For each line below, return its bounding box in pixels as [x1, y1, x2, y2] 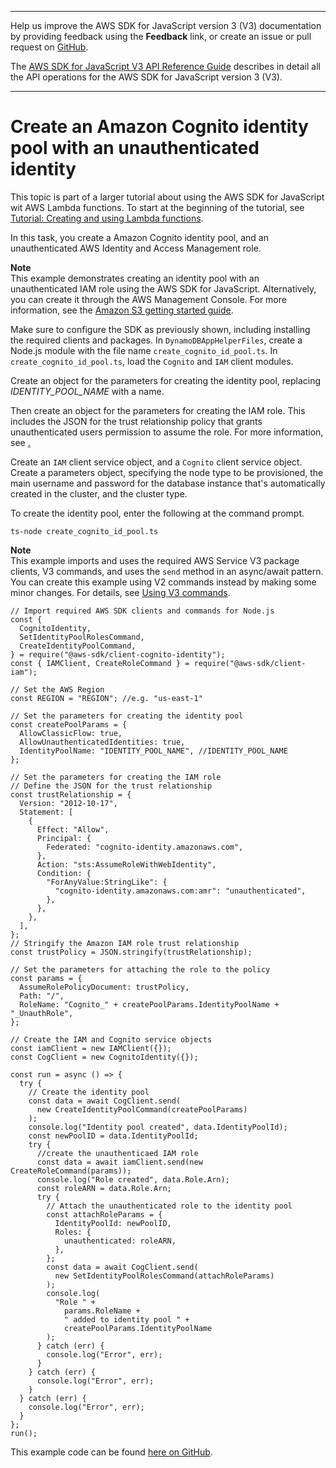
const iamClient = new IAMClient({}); [10, 1043, 172, 1053]
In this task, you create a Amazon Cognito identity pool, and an [10, 231, 269, 243]
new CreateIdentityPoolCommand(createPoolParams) [36, 1104, 248, 1115]
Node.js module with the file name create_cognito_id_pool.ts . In [10, 344, 278, 356]
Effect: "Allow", [36, 824, 110, 835]
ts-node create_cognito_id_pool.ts [10, 526, 159, 536]
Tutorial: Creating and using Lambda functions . [10, 212, 204, 224]
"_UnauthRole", [10, 1008, 74, 1018]
